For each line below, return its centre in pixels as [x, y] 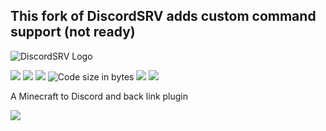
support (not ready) [73, 32]
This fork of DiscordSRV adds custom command [163, 16]
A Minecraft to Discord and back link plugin [99, 96]
